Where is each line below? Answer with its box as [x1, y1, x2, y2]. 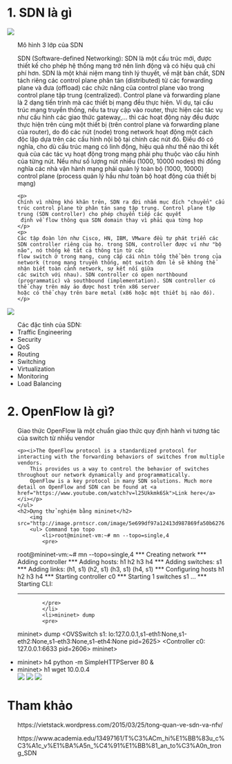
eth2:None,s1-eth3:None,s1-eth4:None [17, 637, 128, 645]
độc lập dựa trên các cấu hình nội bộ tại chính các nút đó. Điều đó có [17, 135, 214, 143]
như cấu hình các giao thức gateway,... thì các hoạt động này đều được [17, 113, 220, 121]
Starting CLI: [17, 579, 53, 588]
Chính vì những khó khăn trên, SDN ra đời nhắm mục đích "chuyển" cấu [17, 199, 225, 206]
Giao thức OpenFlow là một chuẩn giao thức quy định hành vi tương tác [17, 426, 220, 435]
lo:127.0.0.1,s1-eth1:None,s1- [108, 630, 188, 638]
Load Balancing [17, 379, 62, 388]
